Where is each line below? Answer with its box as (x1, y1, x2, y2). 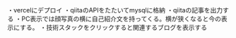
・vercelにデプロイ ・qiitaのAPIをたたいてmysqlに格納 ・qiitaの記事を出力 (7, 6, 223, 14)
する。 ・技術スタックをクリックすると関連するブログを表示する (20, 23, 208, 31)
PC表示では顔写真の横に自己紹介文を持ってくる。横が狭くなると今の (20, 15, 221, 23)
